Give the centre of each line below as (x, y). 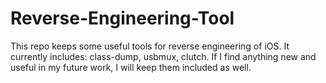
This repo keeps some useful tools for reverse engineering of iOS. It (150, 46)
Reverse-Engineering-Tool (122, 18)
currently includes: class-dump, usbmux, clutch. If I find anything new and (163, 56)
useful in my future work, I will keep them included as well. (131, 67)
